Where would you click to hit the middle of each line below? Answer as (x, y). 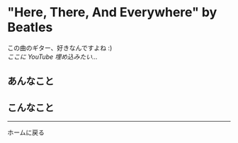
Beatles (30, 27)
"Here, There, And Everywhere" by (112, 12)
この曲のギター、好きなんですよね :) (60, 47)
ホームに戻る (26, 132)
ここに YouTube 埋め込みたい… (52, 57)
